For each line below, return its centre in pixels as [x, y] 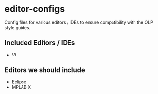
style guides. [18, 27]
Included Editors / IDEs [40, 43]
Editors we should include [45, 70]
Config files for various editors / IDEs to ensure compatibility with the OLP [79, 22]
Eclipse [19, 82]
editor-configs [34, 9]
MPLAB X [21, 87]
